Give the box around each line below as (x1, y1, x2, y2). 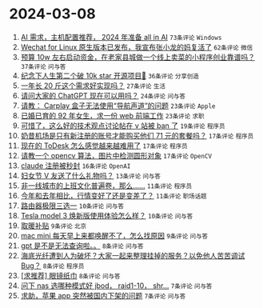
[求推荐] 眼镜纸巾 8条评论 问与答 (20, 270, 121, 280)
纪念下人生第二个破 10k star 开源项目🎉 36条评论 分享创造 (20, 70, 199, 80)
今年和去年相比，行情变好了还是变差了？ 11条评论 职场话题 (20, 190, 207, 200)
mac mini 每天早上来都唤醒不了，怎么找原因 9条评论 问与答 (20, 230, 209, 240)
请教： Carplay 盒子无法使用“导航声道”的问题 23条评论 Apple (20, 101, 216, 110)
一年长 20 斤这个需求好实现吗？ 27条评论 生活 (20, 81, 166, 90)
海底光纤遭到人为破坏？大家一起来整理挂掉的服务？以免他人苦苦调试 (20, 250, 245, 260)
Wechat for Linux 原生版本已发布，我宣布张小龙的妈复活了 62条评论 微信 (20, 42, 253, 52)
